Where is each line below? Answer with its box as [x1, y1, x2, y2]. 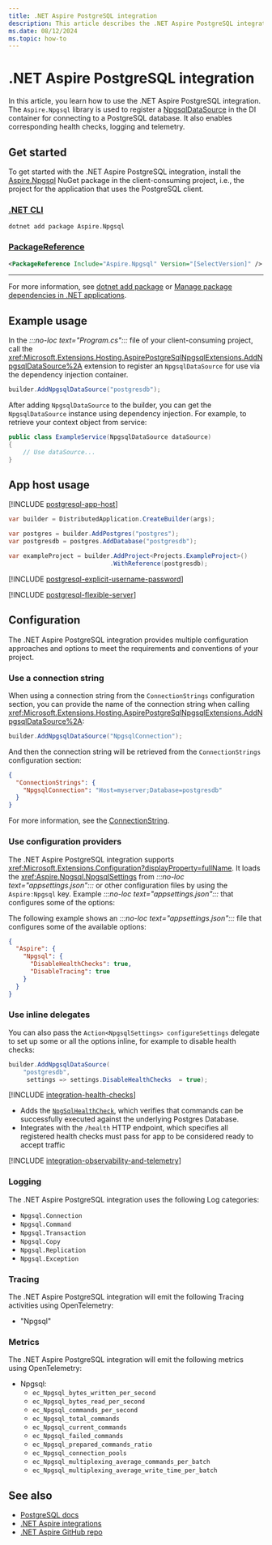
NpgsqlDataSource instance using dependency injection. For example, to [8, 409, 247, 419]
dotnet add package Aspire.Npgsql [8, 223, 125, 231]
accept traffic [19, 1140, 66, 1150]
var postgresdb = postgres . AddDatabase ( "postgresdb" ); [8, 538, 198, 546]
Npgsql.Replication [19, 1246, 87, 1254]
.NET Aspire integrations [19, 1519, 102, 1529]
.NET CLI [8, 204, 44, 215]
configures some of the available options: [8, 921, 147, 931]
